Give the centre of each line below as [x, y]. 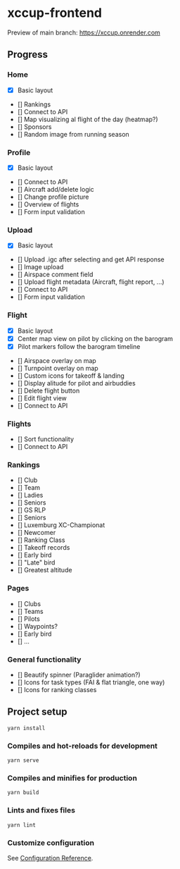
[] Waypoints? [38, 626]
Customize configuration [51, 842]
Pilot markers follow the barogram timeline [79, 346]
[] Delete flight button [49, 390]
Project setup [38, 712]
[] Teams [30, 611]
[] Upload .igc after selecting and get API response [91, 259]
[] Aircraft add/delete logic [56, 190]
